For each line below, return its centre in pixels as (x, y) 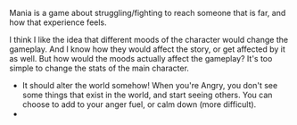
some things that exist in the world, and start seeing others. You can (147, 95)
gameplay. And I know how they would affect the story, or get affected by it (147, 49)
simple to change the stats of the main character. (99, 68)
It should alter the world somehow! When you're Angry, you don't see (150, 85)
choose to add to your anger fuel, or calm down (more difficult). (139, 104)
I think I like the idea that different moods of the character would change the (148, 40)
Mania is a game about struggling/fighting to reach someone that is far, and (148, 13)
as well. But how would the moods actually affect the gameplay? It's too (141, 58)
